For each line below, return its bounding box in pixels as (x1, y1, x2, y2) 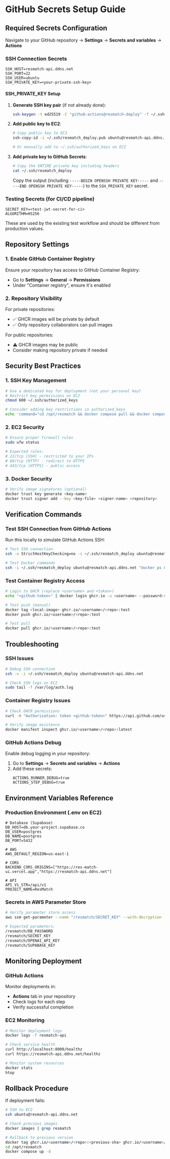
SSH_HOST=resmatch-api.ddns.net (5, 67, 73, 72)
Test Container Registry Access (5, 577, 85, 584)
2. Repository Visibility (5, 295, 62, 302)
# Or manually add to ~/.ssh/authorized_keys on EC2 (12, 144, 126, 150)
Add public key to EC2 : (12, 121, 62, 127)
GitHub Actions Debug (5, 739, 62, 746)
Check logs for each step (12, 999, 66, 1005)
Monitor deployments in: (5, 984, 56, 990)
